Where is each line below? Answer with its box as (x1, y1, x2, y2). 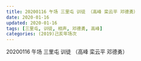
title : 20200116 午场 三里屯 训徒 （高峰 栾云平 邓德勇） (6, 8, 139, 15)
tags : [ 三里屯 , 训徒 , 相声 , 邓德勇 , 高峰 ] (6, 25, 103, 32)
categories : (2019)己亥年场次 (6, 31, 77, 37)
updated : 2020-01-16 (6, 20, 58, 26)
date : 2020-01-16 (6, 14, 50, 20)
